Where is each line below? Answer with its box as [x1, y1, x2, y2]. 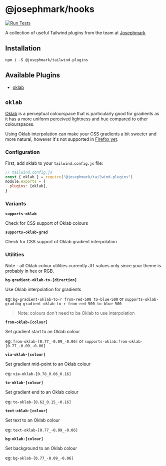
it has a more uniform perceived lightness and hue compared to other [5, 116, 148, 122]
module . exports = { [5, 179, 46, 184]
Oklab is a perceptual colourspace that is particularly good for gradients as [5, 111, 159, 117]
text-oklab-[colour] [5, 408, 48, 413]
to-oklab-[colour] [5, 380, 43, 385]
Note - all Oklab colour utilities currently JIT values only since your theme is [5, 262, 161, 268]
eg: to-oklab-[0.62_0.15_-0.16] [5, 399, 71, 405]
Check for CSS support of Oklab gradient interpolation [5, 239, 117, 245]
